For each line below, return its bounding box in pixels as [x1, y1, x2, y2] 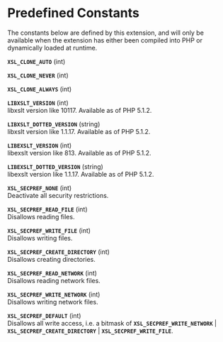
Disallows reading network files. [7, 276, 101, 285]
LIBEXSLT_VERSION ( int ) [7, 140, 72, 150]
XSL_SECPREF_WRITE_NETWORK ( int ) [7, 289, 101, 299]
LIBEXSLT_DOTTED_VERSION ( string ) [7, 162, 104, 171]
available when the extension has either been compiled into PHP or [7, 35, 203, 44]
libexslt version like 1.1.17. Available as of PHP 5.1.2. [7, 170, 154, 178]
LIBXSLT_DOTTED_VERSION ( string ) [7, 119, 101, 128]
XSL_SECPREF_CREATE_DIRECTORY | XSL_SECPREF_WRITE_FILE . [7, 326, 173, 335]
